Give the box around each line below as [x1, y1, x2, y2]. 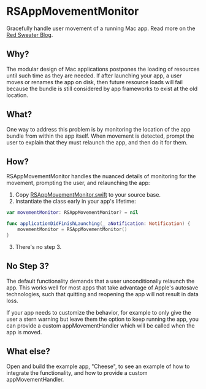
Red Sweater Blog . [6, 31, 53, 38]
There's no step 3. [15, 243, 62, 250]
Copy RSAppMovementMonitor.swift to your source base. [15, 191, 161, 198]
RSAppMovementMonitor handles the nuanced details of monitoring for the [6, 173, 196, 180]
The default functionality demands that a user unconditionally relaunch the [6, 277, 195, 285]
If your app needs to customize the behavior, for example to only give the [6, 308, 191, 316]
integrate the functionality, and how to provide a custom [6, 369, 148, 376]
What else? [6, 346, 50, 357]
